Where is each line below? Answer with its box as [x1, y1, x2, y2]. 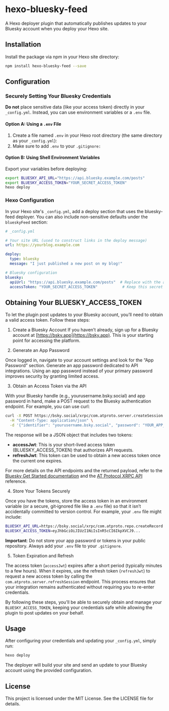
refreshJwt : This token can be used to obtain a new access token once [12, 452, 161, 458]
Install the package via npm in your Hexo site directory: [5, 54, 120, 60]
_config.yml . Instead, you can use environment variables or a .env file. [5, 110, 151, 116]
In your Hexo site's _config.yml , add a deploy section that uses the [5, 208, 144, 214]
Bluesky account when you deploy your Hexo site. [5, 25, 109, 31]
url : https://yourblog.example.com [5, 242, 80, 248]
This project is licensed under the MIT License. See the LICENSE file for [5, 695, 154, 701]
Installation [5, 40, 41, 49]
